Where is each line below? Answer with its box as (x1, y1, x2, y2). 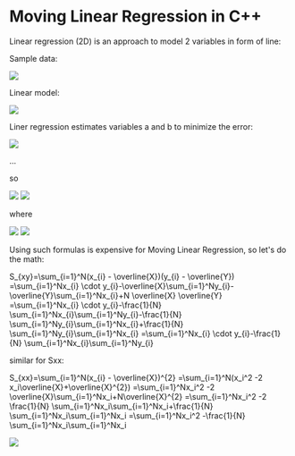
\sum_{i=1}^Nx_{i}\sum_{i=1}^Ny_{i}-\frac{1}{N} (9, 308, 182, 319)
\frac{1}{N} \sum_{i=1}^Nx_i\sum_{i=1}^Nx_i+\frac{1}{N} (9, 401, 214, 411)
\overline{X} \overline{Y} (131, 290, 223, 300)
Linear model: (9, 87, 60, 97)
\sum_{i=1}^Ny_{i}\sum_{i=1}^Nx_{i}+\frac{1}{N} (9, 318, 184, 329)
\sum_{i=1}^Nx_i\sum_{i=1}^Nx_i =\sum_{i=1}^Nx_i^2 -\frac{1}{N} (9, 410, 246, 421)
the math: (9, 253, 45, 265)
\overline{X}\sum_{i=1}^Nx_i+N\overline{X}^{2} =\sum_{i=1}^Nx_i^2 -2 (9, 391, 267, 401)
